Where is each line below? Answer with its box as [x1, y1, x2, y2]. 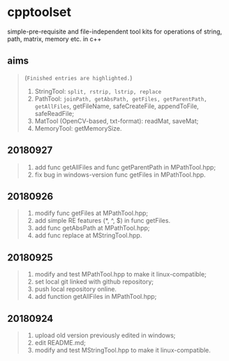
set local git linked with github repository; [34, 277, 154, 286]
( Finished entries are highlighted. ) [24, 73, 133, 82]
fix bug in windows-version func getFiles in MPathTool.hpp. [34, 170, 206, 179]
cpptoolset [7, 4, 72, 20]
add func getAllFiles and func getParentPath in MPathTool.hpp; [34, 163, 216, 171]
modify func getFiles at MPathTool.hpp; [34, 209, 149, 217]
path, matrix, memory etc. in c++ [7, 34, 102, 43]
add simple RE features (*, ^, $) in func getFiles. [34, 216, 171, 225]
